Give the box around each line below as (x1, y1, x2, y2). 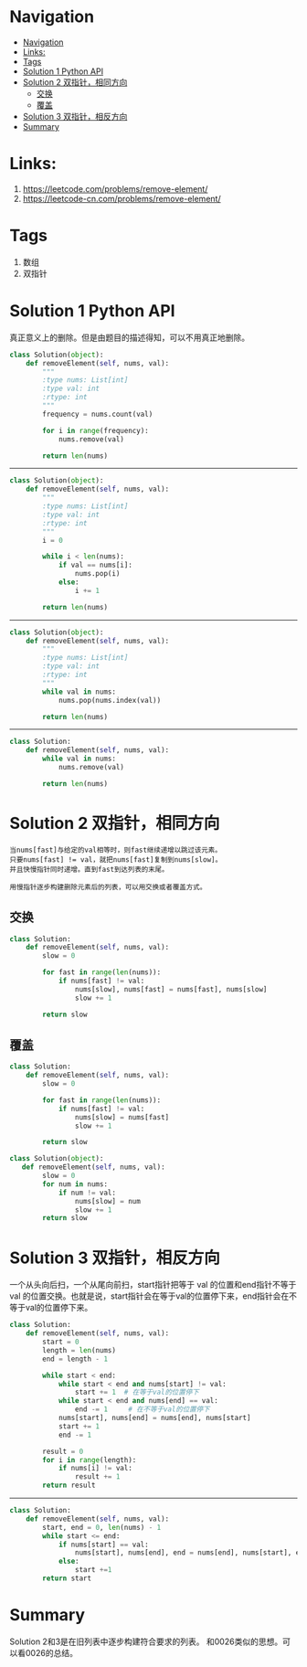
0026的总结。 (25, 1647, 78, 1658)
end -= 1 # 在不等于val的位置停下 (74, 1405, 210, 1414)
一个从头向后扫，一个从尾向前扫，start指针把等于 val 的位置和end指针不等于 (9, 1279, 297, 1290)
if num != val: (58, 1188, 117, 1197)
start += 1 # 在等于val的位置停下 (74, 1387, 199, 1397)
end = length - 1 (42, 1354, 108, 1364)
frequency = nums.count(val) (42, 409, 153, 419)
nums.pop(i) (74, 569, 121, 579)
